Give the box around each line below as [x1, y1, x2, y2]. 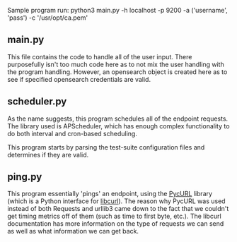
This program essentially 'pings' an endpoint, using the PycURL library [7, 190, 213, 198]
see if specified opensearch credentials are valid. [7, 75, 151, 83]
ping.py [7, 171, 42, 183]
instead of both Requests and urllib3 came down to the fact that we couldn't [7, 205, 229, 213]
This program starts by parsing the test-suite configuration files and [7, 143, 205, 151]
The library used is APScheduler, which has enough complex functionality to [7, 121, 230, 130]
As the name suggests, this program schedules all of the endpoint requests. [7, 114, 229, 123]
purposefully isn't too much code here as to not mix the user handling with [7, 60, 224, 68]
